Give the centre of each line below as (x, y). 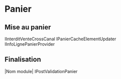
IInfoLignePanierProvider (30, 44)
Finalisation (23, 60)
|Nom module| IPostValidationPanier (41, 71)
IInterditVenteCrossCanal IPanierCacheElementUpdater (60, 39)
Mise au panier (28, 27)
